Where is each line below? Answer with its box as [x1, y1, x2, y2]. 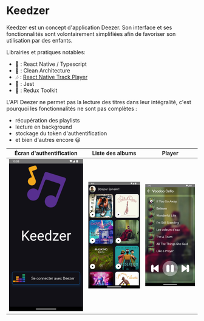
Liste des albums [92, 150, 137, 157]
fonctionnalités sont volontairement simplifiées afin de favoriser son [6, 30, 176, 37]
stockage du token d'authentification [15, 129, 107, 137]
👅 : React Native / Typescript [15, 60, 87, 68]
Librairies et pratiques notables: [6, 48, 86, 55]
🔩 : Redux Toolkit [15, 86, 58, 94]
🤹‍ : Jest [15, 80, 35, 87]
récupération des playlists [15, 116, 80, 124]
